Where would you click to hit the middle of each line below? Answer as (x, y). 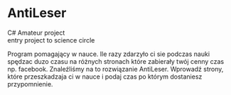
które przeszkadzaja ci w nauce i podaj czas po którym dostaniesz (105, 77)
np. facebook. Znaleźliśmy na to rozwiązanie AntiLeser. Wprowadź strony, (116, 69)
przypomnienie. (30, 84)
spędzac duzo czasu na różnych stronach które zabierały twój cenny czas (116, 61)
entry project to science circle (51, 40)
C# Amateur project (36, 33)
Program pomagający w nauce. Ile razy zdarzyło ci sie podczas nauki (109, 54)
